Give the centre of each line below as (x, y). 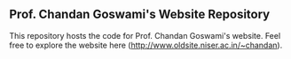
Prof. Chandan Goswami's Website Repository (140, 15)
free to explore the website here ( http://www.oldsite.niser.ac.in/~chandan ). (146, 45)
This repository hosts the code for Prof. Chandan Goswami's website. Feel (145, 35)
